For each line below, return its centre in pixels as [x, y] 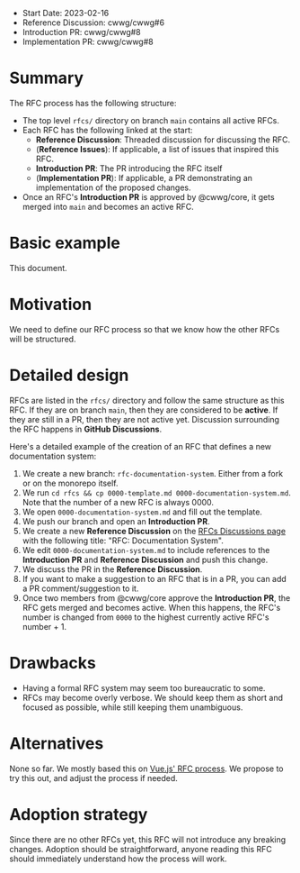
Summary [46, 78]
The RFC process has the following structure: [93, 103]
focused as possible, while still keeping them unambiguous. [132, 707]
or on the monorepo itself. [70, 483]
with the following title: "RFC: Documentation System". [123, 541]
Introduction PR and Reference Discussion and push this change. [145, 559]
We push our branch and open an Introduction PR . [116, 521]
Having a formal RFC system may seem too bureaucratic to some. [144, 687]
